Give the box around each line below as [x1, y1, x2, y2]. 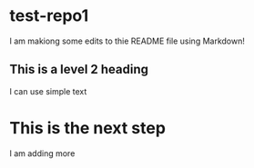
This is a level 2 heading [9, 62, 148, 77]
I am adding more [9, 147, 76, 159]
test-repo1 [9, 5, 89, 26]
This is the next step [9, 117, 167, 138]
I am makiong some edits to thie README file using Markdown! [9, 35, 246, 46]
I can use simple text [9, 85, 87, 96]
